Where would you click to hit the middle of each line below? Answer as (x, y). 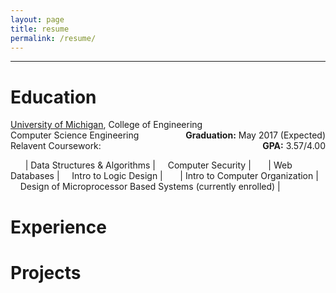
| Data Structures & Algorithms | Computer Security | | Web (158, 165)
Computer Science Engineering (75, 135)
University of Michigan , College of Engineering (106, 125)
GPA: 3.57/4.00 (294, 146)
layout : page (37, 19)
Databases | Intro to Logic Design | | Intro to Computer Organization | (164, 176)
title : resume (40, 29)
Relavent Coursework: (56, 146)
